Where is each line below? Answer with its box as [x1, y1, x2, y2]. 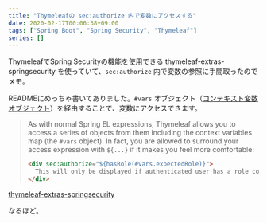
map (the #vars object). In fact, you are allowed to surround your [27, 136, 239, 146]
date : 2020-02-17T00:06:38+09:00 [8, 19, 119, 27]
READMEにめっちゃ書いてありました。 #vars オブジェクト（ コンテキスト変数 [8, 93, 258, 104]
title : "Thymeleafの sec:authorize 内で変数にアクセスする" [8, 11, 197, 20]
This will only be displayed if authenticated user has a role [35, 168, 249, 176]
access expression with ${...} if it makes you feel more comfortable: [27, 145, 254, 155]
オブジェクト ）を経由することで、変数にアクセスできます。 [8, 104, 202, 113]
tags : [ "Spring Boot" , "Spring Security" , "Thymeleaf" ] [8, 26, 197, 34]
